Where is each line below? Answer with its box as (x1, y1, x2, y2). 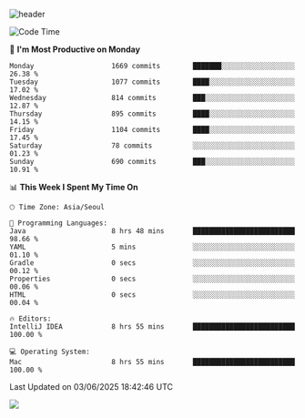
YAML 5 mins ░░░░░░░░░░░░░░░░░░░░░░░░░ (9, 242, 296, 251)
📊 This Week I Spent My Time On (9, 182, 138, 192)
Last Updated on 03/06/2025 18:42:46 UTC (9, 382, 173, 392)
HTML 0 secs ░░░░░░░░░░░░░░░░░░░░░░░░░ (9, 291, 296, 300)
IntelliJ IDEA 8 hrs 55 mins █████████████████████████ (9, 322, 296, 331)
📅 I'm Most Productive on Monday (9, 44, 141, 55)
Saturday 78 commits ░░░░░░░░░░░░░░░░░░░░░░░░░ (9, 141, 296, 150)
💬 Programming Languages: (9, 219, 107, 228)
